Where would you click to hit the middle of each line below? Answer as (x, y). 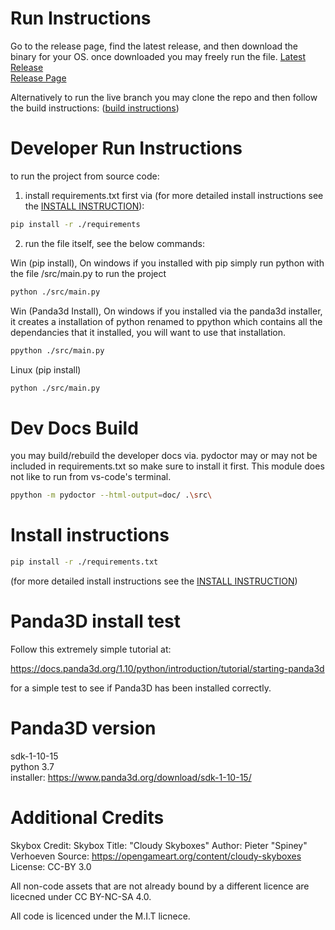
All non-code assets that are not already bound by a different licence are (160, 886)
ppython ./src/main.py (57, 350)
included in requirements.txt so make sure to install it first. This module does (167, 466)
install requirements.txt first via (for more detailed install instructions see (174, 195)
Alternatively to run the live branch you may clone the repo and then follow (164, 97)
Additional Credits (87, 818)
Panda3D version (83, 728)
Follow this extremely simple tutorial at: (91, 649)
